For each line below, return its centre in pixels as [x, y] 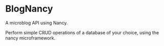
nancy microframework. [30, 38]
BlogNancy [29, 9]
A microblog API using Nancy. [37, 23]
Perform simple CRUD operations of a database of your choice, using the [82, 32]
